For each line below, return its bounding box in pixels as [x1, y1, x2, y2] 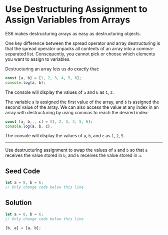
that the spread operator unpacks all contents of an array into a [5, 45, 136, 51]
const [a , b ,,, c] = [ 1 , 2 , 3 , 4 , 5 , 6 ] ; [5, 119, 93, 124]
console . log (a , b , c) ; [5, 124, 52, 129]
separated [5, 51, 26, 57]
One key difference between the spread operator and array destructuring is [5, 40, 160, 46]
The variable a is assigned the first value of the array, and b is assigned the [5, 99, 159, 105]
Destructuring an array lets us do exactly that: [5, 66, 99, 72]
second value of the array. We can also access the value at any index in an [5, 104, 159, 110]
